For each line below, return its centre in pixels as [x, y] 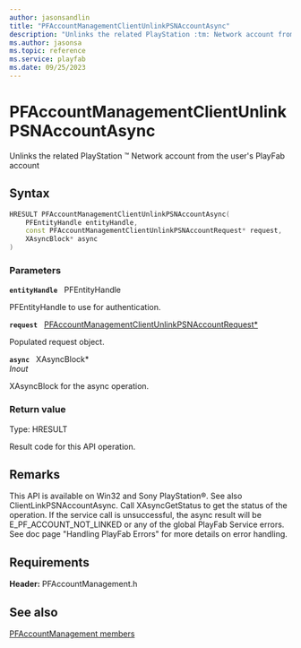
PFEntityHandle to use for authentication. [85, 307]
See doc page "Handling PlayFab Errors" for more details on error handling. [149, 534]
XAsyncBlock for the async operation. [79, 386]
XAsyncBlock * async [62, 239]
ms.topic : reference [48, 51]
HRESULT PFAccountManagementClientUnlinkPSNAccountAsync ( [120, 214]
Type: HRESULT [39, 429]
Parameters [35, 270]
